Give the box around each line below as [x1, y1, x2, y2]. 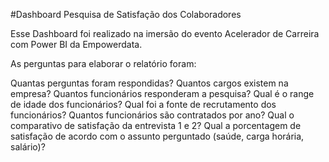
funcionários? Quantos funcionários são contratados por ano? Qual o [10, 109, 295, 121]
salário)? [10, 141, 46, 153]
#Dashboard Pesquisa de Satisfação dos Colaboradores [10, 9, 242, 20]
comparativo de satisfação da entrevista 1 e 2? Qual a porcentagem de [10, 120, 302, 131]
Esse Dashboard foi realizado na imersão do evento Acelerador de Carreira [10, 28, 320, 39]
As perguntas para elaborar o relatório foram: [10, 58, 197, 69]
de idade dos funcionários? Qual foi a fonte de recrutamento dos [10, 99, 277, 110]
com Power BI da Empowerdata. [10, 39, 143, 50]
